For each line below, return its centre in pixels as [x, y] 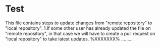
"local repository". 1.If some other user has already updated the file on [78, 28]
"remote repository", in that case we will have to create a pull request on [80, 33]
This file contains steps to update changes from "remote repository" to [79, 23]
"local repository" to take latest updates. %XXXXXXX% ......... [69, 39]
